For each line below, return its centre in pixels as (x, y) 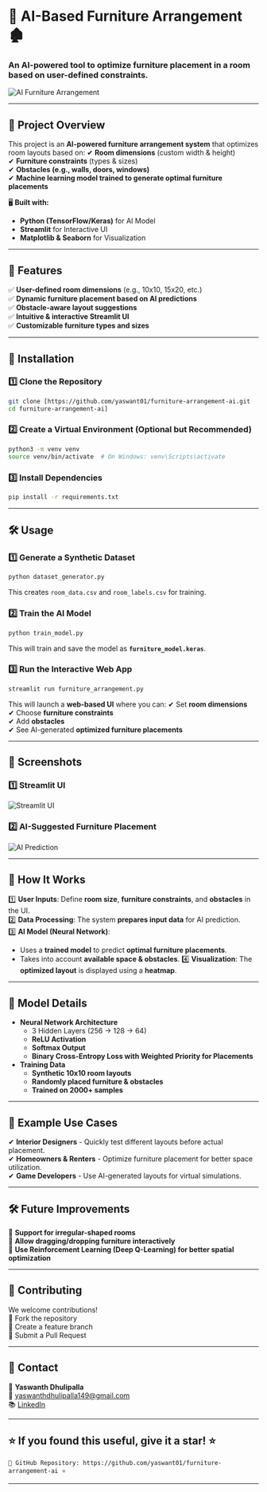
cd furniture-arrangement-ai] (58, 409)
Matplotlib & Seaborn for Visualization (83, 238)
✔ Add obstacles (37, 721)
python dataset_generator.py (56, 577)
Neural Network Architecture (69, 1022)
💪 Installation (41, 358)
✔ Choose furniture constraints (61, 712)
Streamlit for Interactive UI (64, 230)
